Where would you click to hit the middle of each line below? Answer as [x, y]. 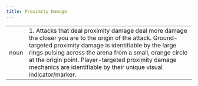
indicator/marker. [52, 74]
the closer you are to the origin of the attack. [90, 37]
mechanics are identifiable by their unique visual [96, 67]
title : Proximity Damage [37, 11]
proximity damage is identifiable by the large [115, 45]
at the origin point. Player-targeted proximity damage [103, 60]
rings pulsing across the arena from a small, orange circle [108, 52]
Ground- [165, 37]
